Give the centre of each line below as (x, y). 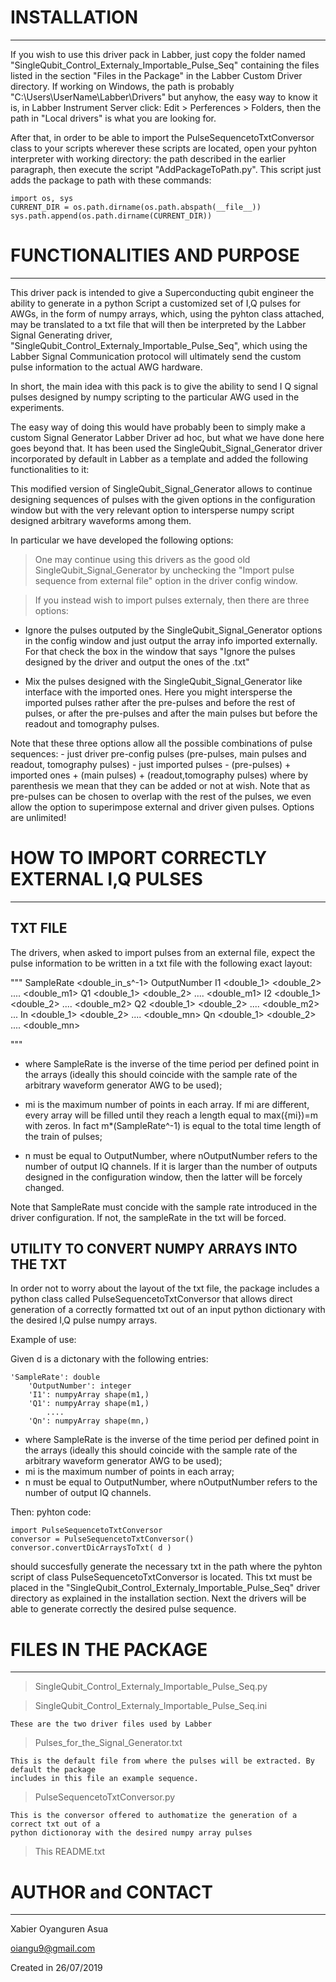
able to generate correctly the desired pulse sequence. (123, 1609)
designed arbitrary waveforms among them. (101, 520)
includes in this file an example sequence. (104, 1779)
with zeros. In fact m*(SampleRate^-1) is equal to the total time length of (173, 1125)
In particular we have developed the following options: (122, 540)
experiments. (37, 407)
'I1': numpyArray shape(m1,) (89, 1395)
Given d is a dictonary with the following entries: (109, 1359)
